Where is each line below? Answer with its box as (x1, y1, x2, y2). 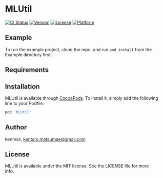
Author (5, 123, 27, 132)
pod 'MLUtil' (5, 109, 32, 115)
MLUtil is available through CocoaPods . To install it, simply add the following (5, 95, 159, 101)
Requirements (5, 66, 49, 74)
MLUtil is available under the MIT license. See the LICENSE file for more (5, 163, 149, 169)
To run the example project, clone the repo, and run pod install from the (5, 46, 152, 52)
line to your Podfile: (5, 100, 44, 106)
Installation (5, 82, 40, 90)
